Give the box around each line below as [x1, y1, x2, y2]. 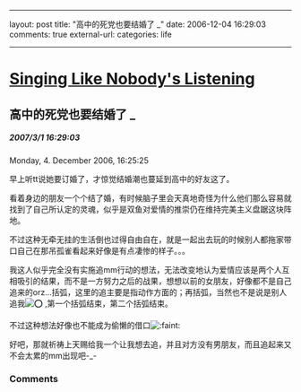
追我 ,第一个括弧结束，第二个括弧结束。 [9, 298, 173, 309]
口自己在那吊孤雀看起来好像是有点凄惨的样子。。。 [9, 245, 190, 256]
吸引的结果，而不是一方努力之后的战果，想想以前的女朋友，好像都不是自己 [16, 275, 292, 286]
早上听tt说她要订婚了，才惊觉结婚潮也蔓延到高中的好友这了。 [9, 173, 235, 184]
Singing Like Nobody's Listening [9, 69, 255, 90]
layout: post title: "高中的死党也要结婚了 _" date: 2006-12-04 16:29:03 [9, 19, 267, 30]
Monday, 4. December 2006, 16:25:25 [9, 154, 150, 166]
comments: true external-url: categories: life [9, 29, 172, 39]
